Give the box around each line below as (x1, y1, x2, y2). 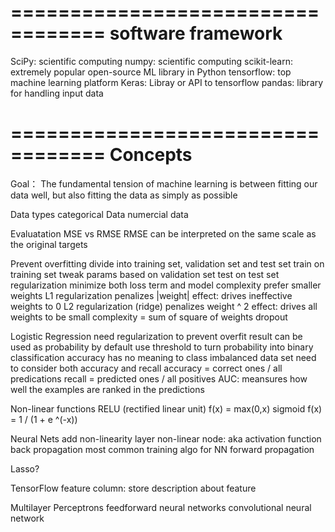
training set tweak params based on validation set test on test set (10, 268, 280, 280)
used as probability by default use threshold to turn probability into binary (10, 341, 314, 353)
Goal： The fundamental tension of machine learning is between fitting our (10, 177, 318, 190)
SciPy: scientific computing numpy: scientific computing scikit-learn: (10, 55, 293, 67)
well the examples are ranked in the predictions (10, 383, 205, 395)
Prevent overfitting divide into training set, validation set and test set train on (10, 257, 325, 270)
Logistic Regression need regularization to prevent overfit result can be (10, 330, 303, 342)
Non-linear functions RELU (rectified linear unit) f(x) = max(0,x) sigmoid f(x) (10, 402, 323, 415)
